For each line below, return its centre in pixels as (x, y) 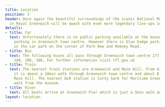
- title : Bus (18, 51)
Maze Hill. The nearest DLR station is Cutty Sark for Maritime (81, 78)
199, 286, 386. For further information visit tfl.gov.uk (74, 60)
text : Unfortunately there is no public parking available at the (79, 37)
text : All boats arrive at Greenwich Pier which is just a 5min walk (82, 92)
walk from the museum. (37, 83)
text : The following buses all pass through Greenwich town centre (80, 55)
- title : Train (21, 65)
